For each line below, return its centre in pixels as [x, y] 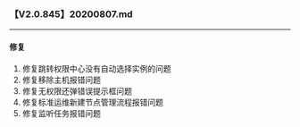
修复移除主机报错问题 [61, 80]
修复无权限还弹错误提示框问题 [77, 90]
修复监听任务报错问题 [61, 113]
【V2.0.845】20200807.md [71, 13]
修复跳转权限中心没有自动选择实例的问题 [96, 68]
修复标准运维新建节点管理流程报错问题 [92, 102]
